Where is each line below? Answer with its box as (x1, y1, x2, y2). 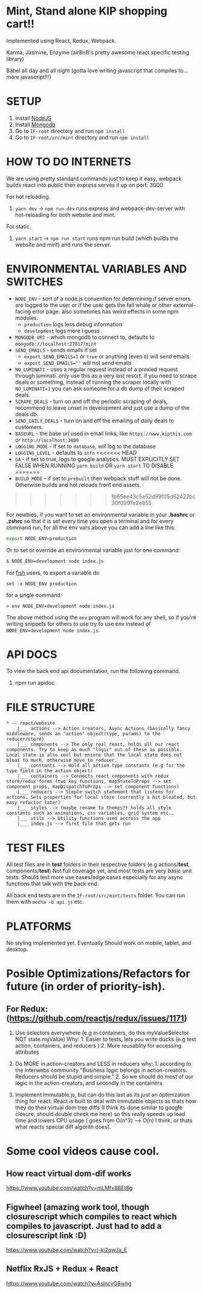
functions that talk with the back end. (6, 880, 99, 888)
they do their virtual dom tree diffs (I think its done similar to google (14, 1104, 183, 1111)
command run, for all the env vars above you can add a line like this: (6, 524, 176, 531)
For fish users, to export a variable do (6, 569, 100, 576)
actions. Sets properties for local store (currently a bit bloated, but (6, 795, 196, 801)
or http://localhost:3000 (14, 436, 79, 443)
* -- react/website (6, 720, 56, 726)
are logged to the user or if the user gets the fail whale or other (14, 301, 172, 309)
